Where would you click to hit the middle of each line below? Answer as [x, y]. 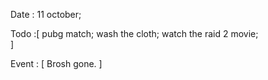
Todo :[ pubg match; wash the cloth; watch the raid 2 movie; [134, 33]
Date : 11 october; [46, 14]
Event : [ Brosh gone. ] [56, 63]
